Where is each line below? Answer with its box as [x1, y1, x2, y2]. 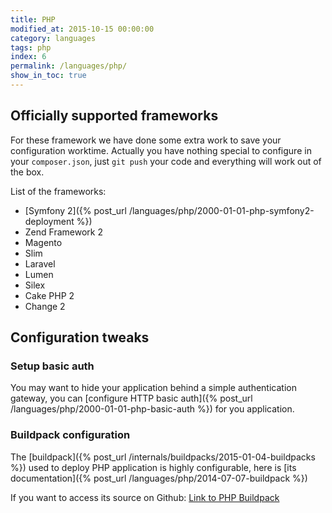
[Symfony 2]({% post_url [24, 204, 127, 216]
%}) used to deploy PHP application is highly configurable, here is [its [10, 461, 297, 473]
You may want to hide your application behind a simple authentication [10, 382, 297, 394]
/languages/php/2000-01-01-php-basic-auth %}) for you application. [10, 403, 295, 415]
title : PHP [10, 14, 56, 25]
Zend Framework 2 [24, 226, 103, 238]
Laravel [24, 257, 56, 270]
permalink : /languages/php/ [10, 61, 128, 71]
